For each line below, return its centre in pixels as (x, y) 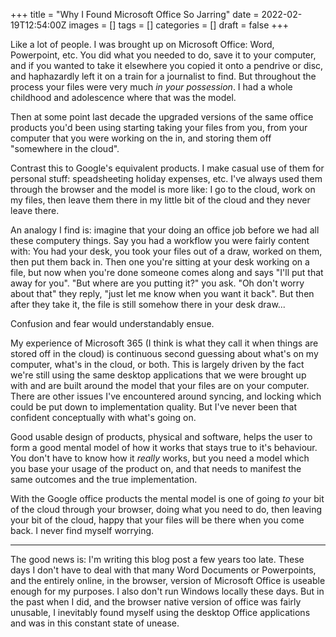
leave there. (35, 210)
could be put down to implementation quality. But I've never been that (154, 407)
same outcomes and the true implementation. (104, 479)
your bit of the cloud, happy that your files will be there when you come (157, 520)
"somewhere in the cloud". (65, 148)
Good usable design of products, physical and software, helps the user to (161, 437)
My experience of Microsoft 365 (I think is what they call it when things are (164, 343)
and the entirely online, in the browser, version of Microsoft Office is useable (168, 580)
